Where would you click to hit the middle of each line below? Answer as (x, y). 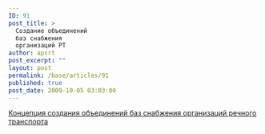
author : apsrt (32, 53)
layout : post (30, 68)
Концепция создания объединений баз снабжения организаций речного (132, 113)
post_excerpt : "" (37, 61)
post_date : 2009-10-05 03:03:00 (62, 90)
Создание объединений (52, 30)
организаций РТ (41, 46)
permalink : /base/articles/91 (59, 75)
